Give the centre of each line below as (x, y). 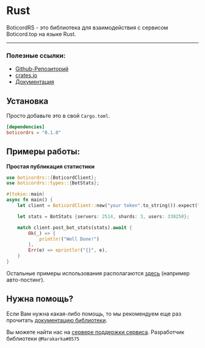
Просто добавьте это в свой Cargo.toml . (58, 116)
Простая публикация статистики (51, 166)
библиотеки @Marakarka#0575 (43, 338)
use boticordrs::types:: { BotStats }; (53, 183)
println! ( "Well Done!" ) (69, 239)
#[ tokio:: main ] (26, 194)
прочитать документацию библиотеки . (57, 320)
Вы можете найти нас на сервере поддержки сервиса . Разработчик (95, 332)
